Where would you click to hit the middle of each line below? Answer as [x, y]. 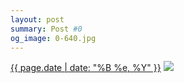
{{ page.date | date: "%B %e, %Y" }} [86, 68]
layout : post [37, 19]
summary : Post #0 [46, 29]
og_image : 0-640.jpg [53, 38]
